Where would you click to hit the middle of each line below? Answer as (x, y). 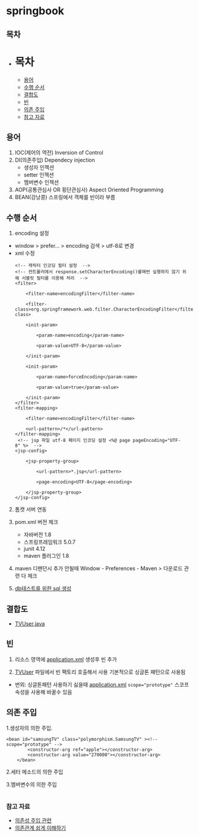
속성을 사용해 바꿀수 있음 (43, 692)
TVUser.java (30, 623)
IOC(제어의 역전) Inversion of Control (59, 153)
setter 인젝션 (39, 175)
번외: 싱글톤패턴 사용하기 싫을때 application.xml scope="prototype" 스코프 (102, 684)
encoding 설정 (32, 233)
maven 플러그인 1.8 (46, 556)
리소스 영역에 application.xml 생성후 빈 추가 (66, 659)
